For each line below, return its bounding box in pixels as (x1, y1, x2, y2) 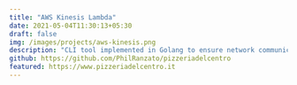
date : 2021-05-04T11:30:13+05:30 (9, 21, 133, 30)
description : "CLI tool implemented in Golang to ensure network (9, 46, 255, 55)
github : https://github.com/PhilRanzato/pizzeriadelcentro (9, 54, 232, 63)
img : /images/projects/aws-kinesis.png (9, 37, 156, 47)
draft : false (9, 29, 57, 38)
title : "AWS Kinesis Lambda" (9, 12, 117, 22)
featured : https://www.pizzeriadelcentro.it (9, 63, 176, 72)
